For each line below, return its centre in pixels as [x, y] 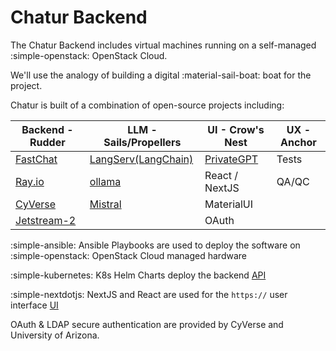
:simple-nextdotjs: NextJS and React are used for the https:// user [149, 294]
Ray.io [30, 181]
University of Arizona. [55, 335]
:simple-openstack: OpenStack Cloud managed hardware [128, 255]
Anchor [298, 142]
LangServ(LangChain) [141, 159]
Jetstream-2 [46, 220]
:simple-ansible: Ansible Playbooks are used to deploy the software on [155, 245]
